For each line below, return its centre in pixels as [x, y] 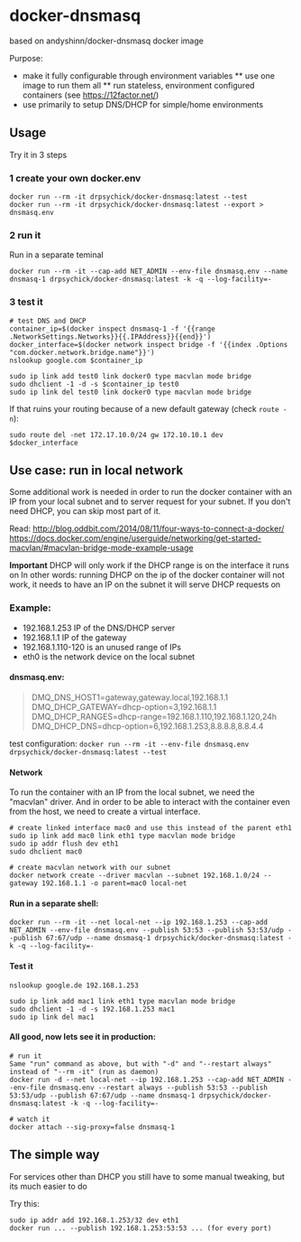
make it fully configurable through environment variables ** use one [148, 75]
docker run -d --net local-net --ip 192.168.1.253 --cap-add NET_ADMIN [146, 1079]
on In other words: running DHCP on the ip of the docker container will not [147, 575]
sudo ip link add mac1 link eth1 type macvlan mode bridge [123, 1001]
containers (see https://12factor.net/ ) [91, 95]
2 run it [25, 235]
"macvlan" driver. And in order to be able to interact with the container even [150, 802]
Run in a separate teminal [56, 255]
